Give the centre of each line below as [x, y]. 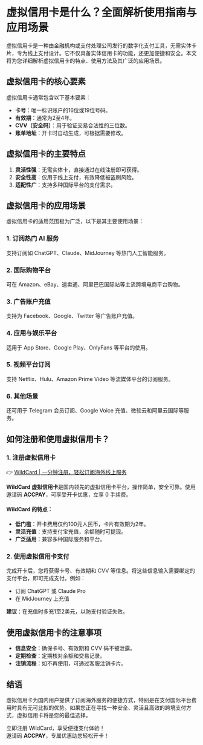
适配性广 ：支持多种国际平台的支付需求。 [65, 185]
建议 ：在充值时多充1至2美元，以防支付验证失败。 [67, 612]
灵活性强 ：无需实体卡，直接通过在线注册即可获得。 [79, 170]
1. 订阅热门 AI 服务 [33, 239]
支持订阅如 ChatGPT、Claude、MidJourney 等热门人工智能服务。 [88, 253]
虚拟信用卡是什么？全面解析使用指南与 [102, 12]
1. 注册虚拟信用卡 [31, 458]
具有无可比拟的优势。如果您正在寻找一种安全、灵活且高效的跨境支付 [101, 707]
